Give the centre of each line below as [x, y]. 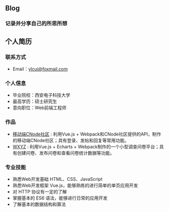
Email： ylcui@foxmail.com [40, 69]
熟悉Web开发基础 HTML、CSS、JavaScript [57, 179]
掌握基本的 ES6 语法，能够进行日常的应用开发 [60, 198]
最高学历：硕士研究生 [35, 101]
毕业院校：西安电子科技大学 [41, 95]
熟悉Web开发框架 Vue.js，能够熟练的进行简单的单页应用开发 [75, 185]
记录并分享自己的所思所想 [36, 24]
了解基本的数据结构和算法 [39, 204]
